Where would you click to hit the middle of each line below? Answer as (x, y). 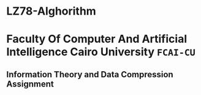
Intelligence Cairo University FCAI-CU (101, 52)
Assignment (30, 84)
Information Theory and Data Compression (90, 74)
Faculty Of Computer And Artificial (97, 39)
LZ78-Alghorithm (51, 11)
